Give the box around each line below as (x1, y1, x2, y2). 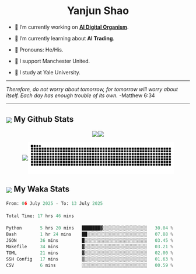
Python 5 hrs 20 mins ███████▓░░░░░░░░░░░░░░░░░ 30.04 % (6, 225, 174, 231)
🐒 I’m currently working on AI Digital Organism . (14, 23, 129, 30)
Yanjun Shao (66, 4, 129, 18)
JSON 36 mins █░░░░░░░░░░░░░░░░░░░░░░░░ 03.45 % (6, 238, 174, 244)
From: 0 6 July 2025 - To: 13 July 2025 (6, 200, 103, 206)
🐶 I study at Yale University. (14, 68, 80, 76)
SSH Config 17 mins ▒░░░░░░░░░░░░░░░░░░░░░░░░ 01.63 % (6, 256, 174, 262)
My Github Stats (13, 114, 74, 124)
